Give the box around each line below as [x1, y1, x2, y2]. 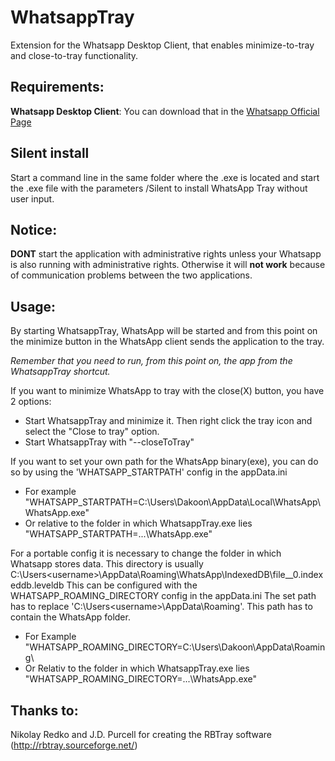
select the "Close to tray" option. [24, 426, 160, 438]
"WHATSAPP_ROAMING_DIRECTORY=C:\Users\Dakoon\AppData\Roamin [24, 641, 326, 653]
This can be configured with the [66, 579, 198, 591]
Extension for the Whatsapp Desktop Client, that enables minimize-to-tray [10, 39, 315, 51]
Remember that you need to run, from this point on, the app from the [10, 355, 293, 367]
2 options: [10, 396, 52, 408]
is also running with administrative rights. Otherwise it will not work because [10, 259, 326, 271]
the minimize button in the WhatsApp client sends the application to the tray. [10, 336, 325, 348]
